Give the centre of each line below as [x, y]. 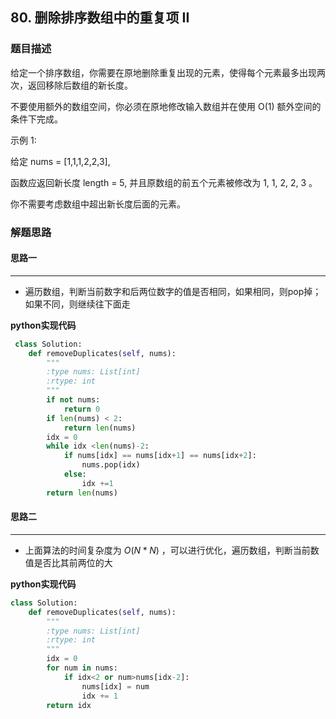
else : [75, 474]
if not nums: [73, 400]
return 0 [82, 409]
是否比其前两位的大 [73, 562]
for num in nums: [82, 668]
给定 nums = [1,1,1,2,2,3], [60, 161]
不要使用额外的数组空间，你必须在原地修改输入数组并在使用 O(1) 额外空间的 [166, 106]
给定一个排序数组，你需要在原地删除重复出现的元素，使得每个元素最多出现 [163, 72]
